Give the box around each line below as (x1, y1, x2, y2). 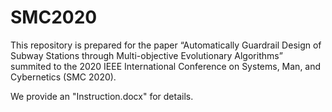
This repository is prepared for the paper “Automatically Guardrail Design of (10, 39, 322, 51)
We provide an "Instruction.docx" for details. (10, 90, 194, 102)
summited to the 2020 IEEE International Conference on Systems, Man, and (10, 60, 322, 72)
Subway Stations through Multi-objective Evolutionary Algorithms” (10, 49, 283, 61)
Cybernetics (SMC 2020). (10, 71, 117, 83)
